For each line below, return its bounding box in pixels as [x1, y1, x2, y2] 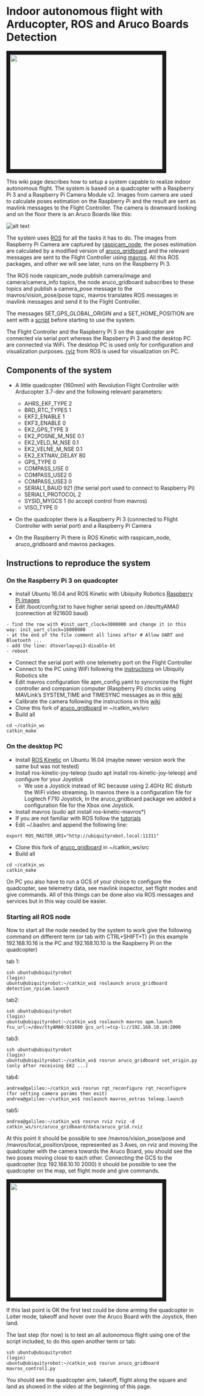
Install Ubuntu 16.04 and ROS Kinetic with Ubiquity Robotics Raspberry [15, 590, 193, 598]
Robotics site [15, 672, 48, 679]
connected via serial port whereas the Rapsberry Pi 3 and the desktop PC [6, 334, 191, 342]
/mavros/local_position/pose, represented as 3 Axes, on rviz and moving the [6, 1141, 198, 1149]
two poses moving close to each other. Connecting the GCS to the [6, 1154, 172, 1161]
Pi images [15, 597, 40, 604]
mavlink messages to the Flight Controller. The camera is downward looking [6, 203, 197, 211]
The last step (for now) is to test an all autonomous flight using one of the [6, 1331, 191, 1339]
